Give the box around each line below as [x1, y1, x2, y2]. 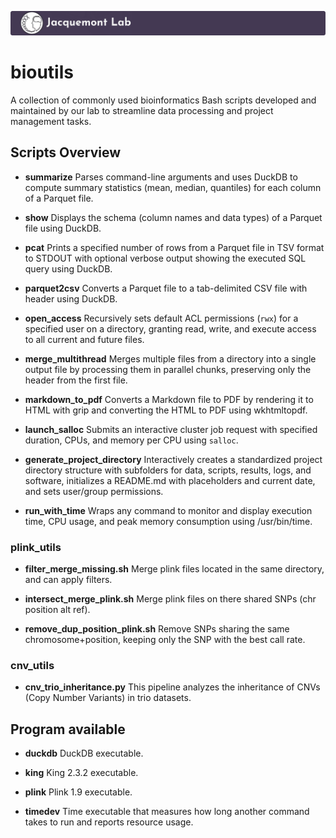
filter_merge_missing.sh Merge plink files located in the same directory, [24, 562, 325, 575]
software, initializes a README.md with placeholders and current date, [24, 474, 316, 486]
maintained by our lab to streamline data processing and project [10, 104, 274, 116]
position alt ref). [24, 603, 91, 615]
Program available [10, 721, 126, 738]
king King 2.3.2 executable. [24, 767, 139, 779]
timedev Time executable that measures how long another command [24, 806, 310, 818]
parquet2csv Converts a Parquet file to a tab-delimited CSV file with [24, 282, 308, 294]
